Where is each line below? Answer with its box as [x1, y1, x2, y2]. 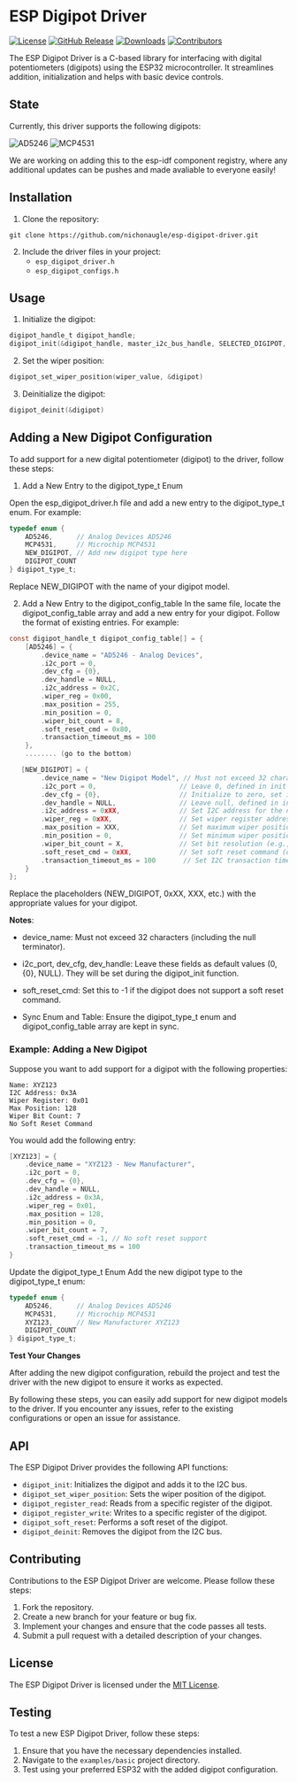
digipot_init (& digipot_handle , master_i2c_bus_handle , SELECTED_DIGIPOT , [9, 339, 287, 349]
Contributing [9, 1552, 81, 1567]
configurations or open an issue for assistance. [9, 1413, 181, 1424]
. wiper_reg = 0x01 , [25, 1201, 97, 1210]
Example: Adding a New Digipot [9, 1043, 148, 1055]
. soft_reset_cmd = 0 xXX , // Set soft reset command [41, 847, 278, 856]
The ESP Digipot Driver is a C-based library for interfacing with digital [9, 52, 263, 63]
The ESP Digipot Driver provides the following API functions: [9, 1463, 229, 1473]
